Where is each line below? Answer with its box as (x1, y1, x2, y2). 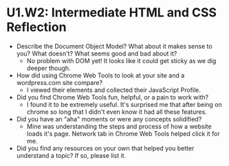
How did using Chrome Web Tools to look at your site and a (16, 71, 185, 80)
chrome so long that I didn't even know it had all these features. (26, 108, 207, 116)
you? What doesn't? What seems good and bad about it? (16, 49, 177, 58)
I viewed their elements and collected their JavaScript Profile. (26, 86, 201, 94)
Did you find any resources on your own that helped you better (16, 144, 195, 152)
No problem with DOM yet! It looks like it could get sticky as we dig (26, 56, 217, 64)
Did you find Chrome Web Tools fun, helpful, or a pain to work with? (16, 93, 209, 101)
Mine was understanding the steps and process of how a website (26, 122, 212, 130)
